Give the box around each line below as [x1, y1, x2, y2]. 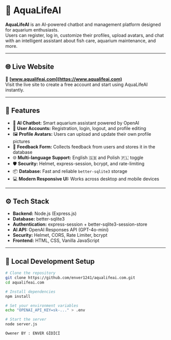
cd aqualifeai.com [5, 280, 44, 285]
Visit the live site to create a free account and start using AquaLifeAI [5, 81, 148, 87]
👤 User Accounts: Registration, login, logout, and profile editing [12, 125, 147, 131]
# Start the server [5, 317, 47, 322]
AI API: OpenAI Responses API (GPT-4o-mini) [12, 227, 109, 233]
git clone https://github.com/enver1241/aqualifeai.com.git [5, 275, 136, 281]
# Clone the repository [5, 270, 56, 276]
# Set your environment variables [5, 303, 79, 308]
